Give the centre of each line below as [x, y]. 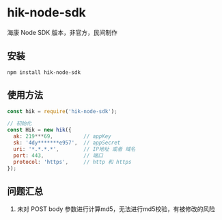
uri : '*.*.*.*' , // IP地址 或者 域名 [74, 149]
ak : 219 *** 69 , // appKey [62, 136]
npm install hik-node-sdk [44, 72]
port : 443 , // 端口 [58, 156]
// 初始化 [19, 124]
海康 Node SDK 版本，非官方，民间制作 [62, 32]
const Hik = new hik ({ [39, 130]
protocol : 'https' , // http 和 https [72, 162]
